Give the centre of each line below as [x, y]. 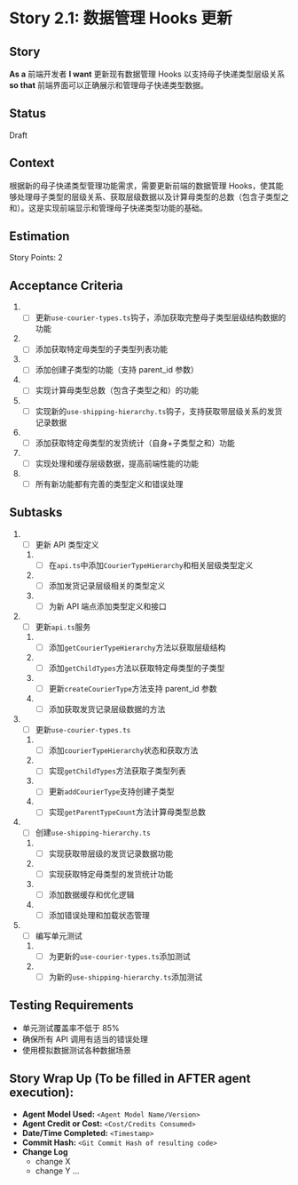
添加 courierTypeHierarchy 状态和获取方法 [123, 750]
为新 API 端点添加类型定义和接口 [107, 606]
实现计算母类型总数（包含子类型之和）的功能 [117, 390]
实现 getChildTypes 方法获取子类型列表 [117, 771]
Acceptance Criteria [66, 285]
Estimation [39, 236]
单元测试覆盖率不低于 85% [71, 1028]
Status [28, 113]
